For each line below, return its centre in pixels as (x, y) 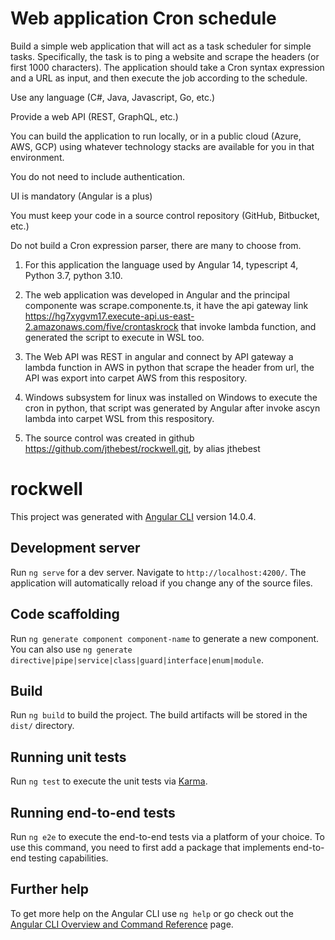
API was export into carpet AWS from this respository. (136, 378)
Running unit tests (68, 757)
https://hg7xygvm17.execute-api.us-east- (109, 316)
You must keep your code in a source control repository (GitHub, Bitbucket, (165, 215)
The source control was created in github (109, 438)
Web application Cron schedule (143, 18)
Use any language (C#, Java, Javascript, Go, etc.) (113, 97)
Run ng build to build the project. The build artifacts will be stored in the (159, 715)
